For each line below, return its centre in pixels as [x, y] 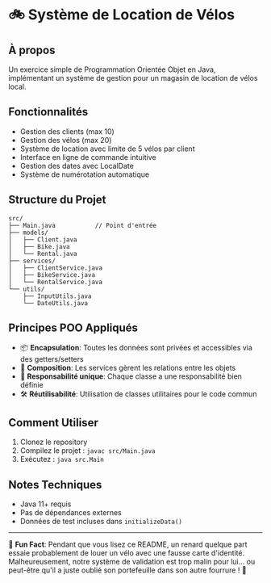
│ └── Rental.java [43, 254]
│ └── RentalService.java [56, 282]
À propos [32, 50]
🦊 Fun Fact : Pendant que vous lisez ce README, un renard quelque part [128, 544]
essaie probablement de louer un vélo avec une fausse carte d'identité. [127, 553]
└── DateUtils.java [56, 303]
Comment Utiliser [53, 423]
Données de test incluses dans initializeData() [101, 522]
